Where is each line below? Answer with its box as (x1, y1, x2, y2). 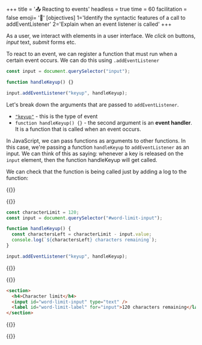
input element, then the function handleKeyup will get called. (6, 156, 158, 163)
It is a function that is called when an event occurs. (14, 125, 141, 132)
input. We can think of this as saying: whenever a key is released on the (6, 150, 184, 157)
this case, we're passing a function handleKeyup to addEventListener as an (6, 143, 189, 151)
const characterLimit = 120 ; (6, 209, 79, 216)
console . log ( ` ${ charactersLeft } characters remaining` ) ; (11, 237, 158, 243)
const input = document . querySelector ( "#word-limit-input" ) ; (6, 215, 163, 221)
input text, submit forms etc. (6, 39, 76, 46)
